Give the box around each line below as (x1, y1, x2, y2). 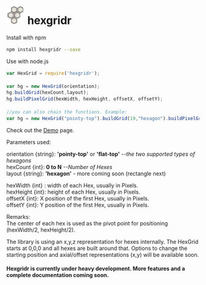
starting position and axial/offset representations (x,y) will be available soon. (6, 251, 199, 258)
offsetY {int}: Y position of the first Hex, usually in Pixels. (6, 201, 149, 208)
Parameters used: (6, 138, 51, 146)
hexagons (6, 156, 32, 164)
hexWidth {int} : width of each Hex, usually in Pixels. (6, 181, 139, 189)
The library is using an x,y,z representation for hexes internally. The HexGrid (6, 238, 199, 245)
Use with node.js (6, 58, 49, 65)
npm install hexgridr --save (6, 46, 81, 53)
